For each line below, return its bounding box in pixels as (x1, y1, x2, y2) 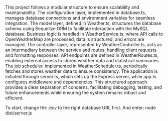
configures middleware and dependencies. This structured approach (5, 79, 147, 85)
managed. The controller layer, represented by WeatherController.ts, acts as (5, 42, 162, 47)
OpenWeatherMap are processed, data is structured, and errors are (5, 36, 144, 42)
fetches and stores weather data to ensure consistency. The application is (5, 68, 158, 74)
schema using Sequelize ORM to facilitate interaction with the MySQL (5, 26, 149, 32)
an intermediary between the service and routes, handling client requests (5, 47, 157, 53)
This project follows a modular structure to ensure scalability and (5, 5, 139, 10)
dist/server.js (5, 110, 32, 116)
